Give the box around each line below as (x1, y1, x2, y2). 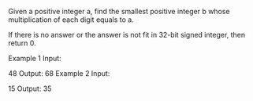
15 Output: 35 (8, 84, 52, 93)
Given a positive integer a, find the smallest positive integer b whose (8, 7, 230, 16)
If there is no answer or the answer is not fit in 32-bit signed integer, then (8, 31, 246, 39)
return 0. (8, 38, 37, 48)
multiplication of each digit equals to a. (8, 15, 134, 24)
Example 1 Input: (8, 54, 61, 63)
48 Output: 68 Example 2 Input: (8, 69, 110, 78)
